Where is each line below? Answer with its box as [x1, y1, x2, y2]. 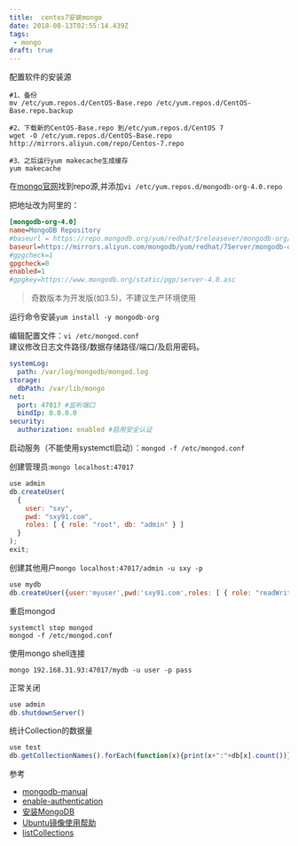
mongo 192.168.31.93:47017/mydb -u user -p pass [9, 666, 192, 674]
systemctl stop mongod [9, 623, 93, 632]
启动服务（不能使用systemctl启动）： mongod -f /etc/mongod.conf [9, 443, 246, 453]
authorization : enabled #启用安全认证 [17, 426, 153, 435]
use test [9, 743, 42, 752]
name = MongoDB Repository [9, 226, 101, 235]
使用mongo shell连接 [9, 648, 86, 658]
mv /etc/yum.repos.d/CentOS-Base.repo [9, 99, 153, 108]
